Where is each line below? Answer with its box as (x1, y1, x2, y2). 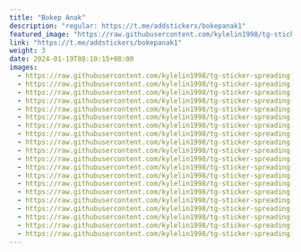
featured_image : (9, 29, 70, 38)
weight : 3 (9, 46, 47, 55)
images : (9, 63, 39, 72)
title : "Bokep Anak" (9, 13, 87, 22)
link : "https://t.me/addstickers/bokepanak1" (9, 38, 182, 47)
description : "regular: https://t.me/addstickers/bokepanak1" (9, 21, 246, 30)
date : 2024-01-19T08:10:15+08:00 (9, 55, 134, 63)
